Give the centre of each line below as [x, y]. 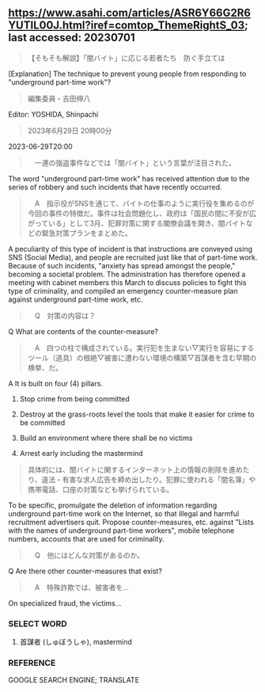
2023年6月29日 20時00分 [70, 131]
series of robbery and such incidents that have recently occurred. [115, 187]
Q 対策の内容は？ [65, 315]
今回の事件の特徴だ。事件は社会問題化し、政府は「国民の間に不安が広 [142, 213]
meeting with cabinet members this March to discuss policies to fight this [127, 282]
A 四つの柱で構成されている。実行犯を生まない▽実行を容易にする [144, 348]
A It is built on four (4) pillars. [55, 383]
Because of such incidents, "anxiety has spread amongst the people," [122, 265]
